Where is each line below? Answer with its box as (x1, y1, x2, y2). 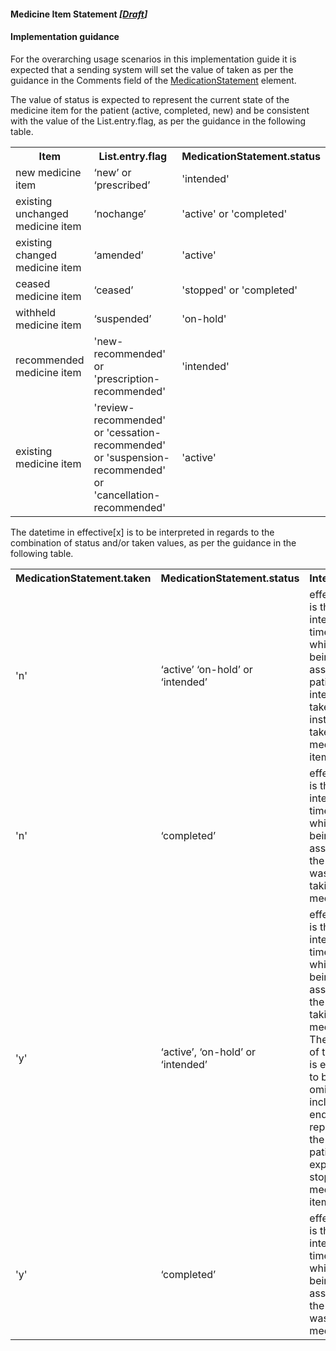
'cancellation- (93, 488, 161, 502)
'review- (93, 400, 135, 414)
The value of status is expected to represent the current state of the (10, 93, 290, 105)
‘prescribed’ (93, 178, 151, 192)
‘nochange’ (93, 206, 147, 220)
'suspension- (106, 450, 170, 464)
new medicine (15, 165, 82, 179)
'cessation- (106, 425, 162, 439)
